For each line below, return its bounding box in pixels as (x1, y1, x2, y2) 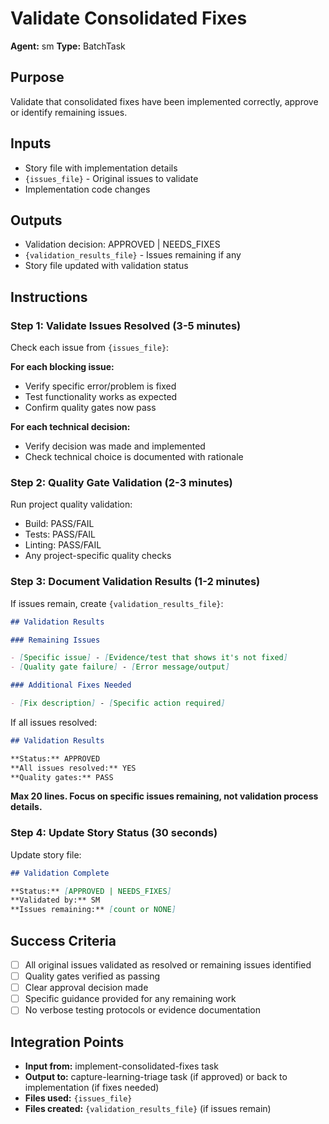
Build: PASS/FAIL (24, 518, 95, 530)
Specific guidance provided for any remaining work (24, 993, 237, 1005)
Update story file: (10, 848, 82, 861)
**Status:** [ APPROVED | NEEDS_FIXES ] (10, 886, 172, 896)
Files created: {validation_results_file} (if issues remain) (24, 1103, 272, 1115)
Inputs (10, 135, 52, 152)
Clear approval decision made (24, 982, 149, 994)
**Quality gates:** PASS (10, 772, 114, 782)
